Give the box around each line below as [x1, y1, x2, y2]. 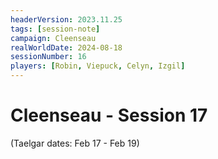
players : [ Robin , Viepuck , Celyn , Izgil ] [10, 61, 186, 71]
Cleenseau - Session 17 [10, 104, 208, 127]
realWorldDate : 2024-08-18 [10, 42, 123, 53]
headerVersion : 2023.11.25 [10, 14, 123, 25]
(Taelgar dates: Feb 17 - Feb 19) [10, 137, 140, 149]
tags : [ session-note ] [10, 24, 101, 34]
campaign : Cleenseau [10, 33, 97, 43]
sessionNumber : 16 [10, 52, 87, 62]
